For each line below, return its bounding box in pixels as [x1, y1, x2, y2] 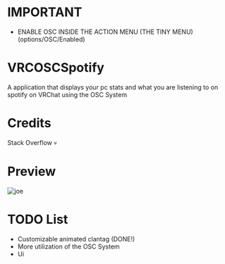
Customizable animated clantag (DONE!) [17, 234, 135, 243]
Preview [7, 163, 56, 180]
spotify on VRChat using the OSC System [7, 90, 128, 99]
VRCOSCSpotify [7, 60, 104, 76]
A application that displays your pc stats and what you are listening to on [7, 82, 219, 92]
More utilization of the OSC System [17, 242, 120, 251]
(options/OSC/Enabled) [17, 34, 86, 43]
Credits [7, 115, 51, 131]
